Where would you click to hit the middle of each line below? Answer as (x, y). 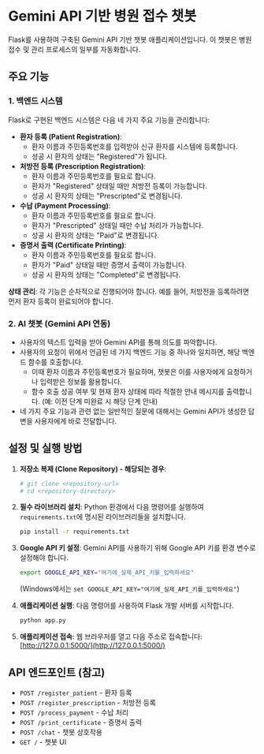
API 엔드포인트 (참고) (57, 672)
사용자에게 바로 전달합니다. (75, 421)
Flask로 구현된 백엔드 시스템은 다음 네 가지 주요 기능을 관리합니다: (109, 120)
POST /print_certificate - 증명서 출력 (81, 722)
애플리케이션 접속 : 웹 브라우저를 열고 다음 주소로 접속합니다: (111, 636)
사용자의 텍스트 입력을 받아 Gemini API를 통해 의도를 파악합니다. (118, 342)
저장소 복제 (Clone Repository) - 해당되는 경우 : (93, 468)
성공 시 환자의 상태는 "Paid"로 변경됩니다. (95, 235)
